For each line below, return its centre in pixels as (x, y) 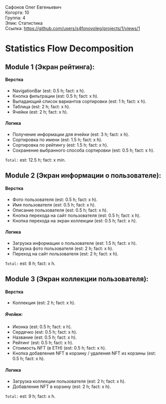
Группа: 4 (15, 18)
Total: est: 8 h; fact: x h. (30, 263)
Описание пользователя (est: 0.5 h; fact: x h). (60, 210)
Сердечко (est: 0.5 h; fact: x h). (45, 332)
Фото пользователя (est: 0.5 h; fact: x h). (55, 200)
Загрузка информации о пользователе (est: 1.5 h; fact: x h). (75, 243)
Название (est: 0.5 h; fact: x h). (44, 337)
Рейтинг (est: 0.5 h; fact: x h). (43, 343)
